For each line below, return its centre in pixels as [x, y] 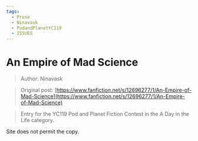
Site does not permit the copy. [43, 132]
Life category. [37, 120]
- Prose [21, 17]
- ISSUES [22, 33]
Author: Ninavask [42, 79]
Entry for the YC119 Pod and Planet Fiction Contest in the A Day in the [105, 114]
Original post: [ [39, 90]
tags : [13, 11]
